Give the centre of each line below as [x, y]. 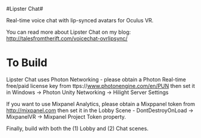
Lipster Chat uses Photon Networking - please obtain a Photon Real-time [96, 79]
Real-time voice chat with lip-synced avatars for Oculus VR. [80, 20]
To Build [27, 63]
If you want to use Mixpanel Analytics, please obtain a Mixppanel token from [100, 104]
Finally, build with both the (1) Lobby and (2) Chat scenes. [77, 128]
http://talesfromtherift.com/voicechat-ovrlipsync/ [67, 38]
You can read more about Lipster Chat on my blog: [68, 32]
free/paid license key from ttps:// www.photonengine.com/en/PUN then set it [100, 86]
